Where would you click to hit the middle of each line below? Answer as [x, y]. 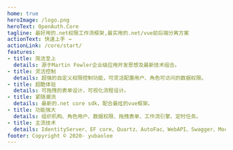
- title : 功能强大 [32, 110]
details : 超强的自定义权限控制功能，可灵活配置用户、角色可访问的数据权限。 [110, 78]
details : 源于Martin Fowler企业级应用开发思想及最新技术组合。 [97, 65]
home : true [23, 13]
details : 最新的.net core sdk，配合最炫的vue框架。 [84, 104]
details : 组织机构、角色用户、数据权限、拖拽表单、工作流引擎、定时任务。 [107, 116]
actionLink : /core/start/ [44, 46]
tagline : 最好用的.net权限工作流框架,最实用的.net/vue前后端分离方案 [98, 33]
